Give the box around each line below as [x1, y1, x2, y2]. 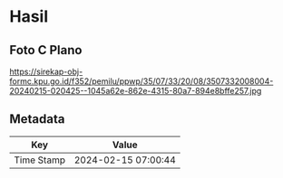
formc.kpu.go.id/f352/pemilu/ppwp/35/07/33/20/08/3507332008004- [9, 76, 274, 87]
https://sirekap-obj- [9, 66, 83, 77]
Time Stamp [14, 154, 66, 166]
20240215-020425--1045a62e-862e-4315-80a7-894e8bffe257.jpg [9, 86, 262, 96]
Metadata [9, 111, 65, 127]
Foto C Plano [9, 42, 83, 58]
